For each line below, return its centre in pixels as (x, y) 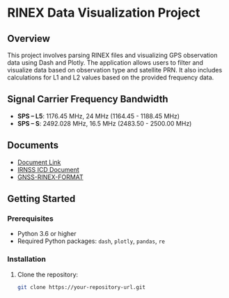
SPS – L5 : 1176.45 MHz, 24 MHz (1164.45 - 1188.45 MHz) (98, 116)
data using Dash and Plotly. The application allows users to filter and (105, 63)
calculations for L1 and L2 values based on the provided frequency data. (111, 77)
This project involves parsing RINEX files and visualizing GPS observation (112, 55)
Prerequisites (30, 219)
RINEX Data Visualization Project (104, 13)
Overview (29, 39)
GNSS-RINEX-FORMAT (50, 177)
